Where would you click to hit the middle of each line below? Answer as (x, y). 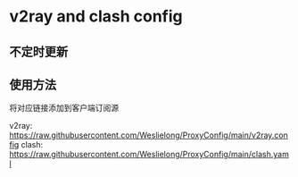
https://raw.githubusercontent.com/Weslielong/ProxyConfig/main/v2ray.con (149, 135)
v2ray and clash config (96, 17)
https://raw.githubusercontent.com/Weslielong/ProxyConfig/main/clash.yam (149, 155)
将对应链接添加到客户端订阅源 (64, 108)
